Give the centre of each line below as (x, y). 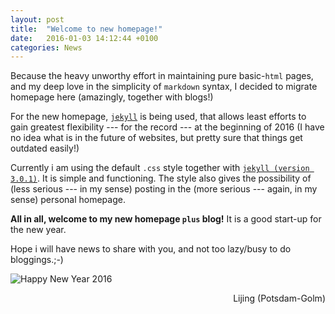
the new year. (38, 230)
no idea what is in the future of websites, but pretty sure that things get (156, 138)
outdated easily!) (45, 148)
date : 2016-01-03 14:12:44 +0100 (84, 38)
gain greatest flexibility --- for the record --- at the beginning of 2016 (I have (167, 127)
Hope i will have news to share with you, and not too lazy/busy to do (151, 249)
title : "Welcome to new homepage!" (86, 29)
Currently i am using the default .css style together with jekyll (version (160, 168)
